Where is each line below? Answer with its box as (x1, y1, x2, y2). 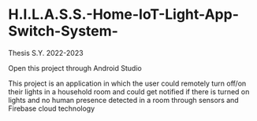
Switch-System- (8, 22, 118, 40)
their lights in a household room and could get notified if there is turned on (8, 86, 250, 96)
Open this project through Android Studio (8, 63, 142, 72)
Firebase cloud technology (8, 104, 95, 113)
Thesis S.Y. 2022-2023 (8, 48, 84, 57)
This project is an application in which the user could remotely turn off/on (8, 79, 247, 88)
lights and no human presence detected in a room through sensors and (8, 95, 239, 104)
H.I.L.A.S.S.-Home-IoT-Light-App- (8, 5, 239, 24)
